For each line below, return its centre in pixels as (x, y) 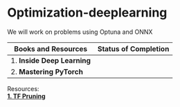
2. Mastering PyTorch (47, 72)
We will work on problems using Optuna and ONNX (80, 32)
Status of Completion (133, 48)
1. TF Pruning (27, 96)
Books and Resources (51, 48)
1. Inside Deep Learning (51, 60)
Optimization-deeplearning (87, 13)
